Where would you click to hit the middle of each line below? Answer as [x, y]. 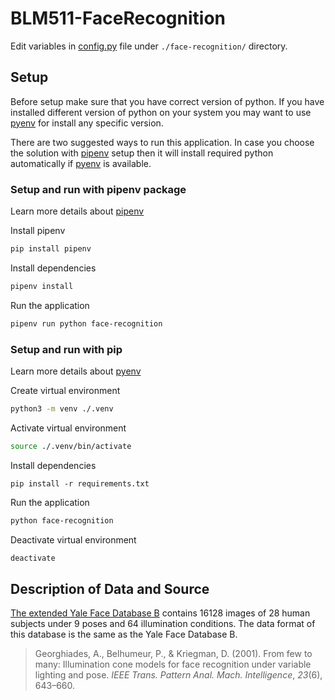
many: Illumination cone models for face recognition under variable [173, 664]
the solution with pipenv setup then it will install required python [142, 153]
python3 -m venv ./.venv [62, 408]
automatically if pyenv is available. [81, 163]
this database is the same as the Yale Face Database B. [124, 634]
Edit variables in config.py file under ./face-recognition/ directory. [149, 46]
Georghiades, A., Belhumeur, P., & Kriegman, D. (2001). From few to [173, 654]
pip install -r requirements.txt [80, 483]
